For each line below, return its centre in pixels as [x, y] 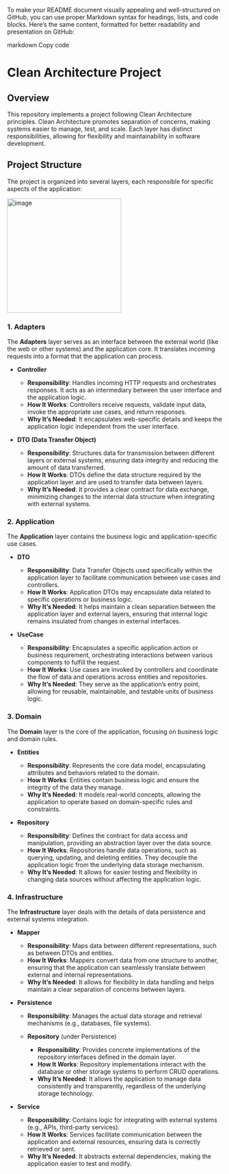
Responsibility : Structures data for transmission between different [121, 453]
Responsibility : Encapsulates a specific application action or [112, 648]
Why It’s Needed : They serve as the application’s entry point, [113, 684]
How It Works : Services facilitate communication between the [114, 1134]
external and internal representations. [80, 975]
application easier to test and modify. [79, 1163]
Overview [28, 98]
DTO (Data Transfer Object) [57, 440]
